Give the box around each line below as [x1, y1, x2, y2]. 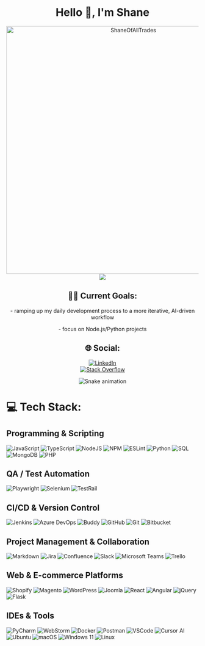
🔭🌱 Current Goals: [68, 291, 137, 301]
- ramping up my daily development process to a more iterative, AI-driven [10, 307, 195, 314]
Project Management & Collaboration [6, 536, 149, 547]
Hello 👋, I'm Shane [56, 5, 149, 20]
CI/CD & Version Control [6, 503, 99, 513]
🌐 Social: [85, 343, 120, 353]
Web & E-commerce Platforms [6, 570, 123, 581]
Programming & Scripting [6, 428, 105, 439]
